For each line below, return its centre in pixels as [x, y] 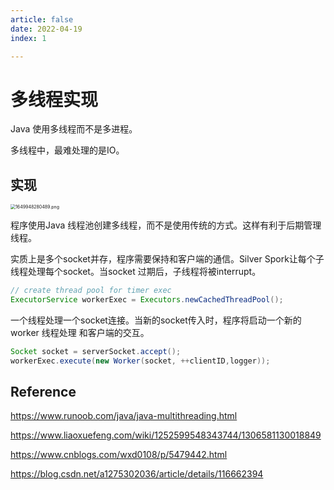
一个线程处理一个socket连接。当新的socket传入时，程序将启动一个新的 [156, 320]
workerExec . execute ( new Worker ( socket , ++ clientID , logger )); [140, 361]
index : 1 [28, 38]
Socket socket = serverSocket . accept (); [96, 351]
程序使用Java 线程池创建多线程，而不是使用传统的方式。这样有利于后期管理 [166, 225]
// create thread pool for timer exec [91, 291]
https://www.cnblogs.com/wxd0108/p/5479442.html [119, 455]
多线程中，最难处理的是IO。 [67, 150]
